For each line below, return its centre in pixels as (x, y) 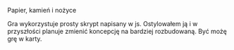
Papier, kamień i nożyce (42, 10)
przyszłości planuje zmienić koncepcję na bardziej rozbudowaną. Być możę (117, 31)
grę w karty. (25, 39)
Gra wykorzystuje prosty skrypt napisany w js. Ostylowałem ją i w (103, 24)
